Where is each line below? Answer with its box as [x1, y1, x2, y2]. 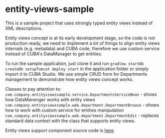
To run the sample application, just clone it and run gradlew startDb [5, 60, 144, 66]
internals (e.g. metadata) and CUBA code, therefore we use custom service [5, 45, 160, 51]
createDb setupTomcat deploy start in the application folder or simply [5, 66, 149, 72]
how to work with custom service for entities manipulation [5, 107, 124, 113]
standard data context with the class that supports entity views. [5, 118, 136, 124]
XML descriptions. [5, 25, 43, 31]
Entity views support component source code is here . [5, 127, 115, 133]
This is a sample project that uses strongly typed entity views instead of [5, 20, 153, 26]
